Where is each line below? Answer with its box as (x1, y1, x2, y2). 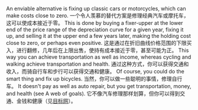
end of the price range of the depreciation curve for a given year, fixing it (6, 26, 184, 33)
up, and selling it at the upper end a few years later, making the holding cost (6, 33, 191, 39)
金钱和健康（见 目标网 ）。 (16, 98, 76, 104)
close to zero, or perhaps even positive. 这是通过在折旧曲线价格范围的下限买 (6, 40, 192, 46)
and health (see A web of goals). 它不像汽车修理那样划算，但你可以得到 (6, 90, 180, 97)
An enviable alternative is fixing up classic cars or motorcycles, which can (6, 5, 186, 12)
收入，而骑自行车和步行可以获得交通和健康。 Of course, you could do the (6, 68, 184, 75)
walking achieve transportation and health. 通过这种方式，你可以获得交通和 (6, 60, 189, 67)
